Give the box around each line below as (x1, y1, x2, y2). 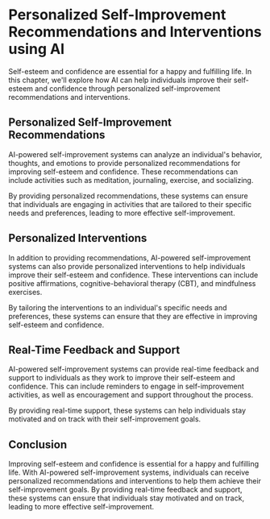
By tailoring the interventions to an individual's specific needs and (8, 302, 227, 312)
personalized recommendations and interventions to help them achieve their (8, 476, 262, 486)
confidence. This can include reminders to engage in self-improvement (8, 381, 244, 392)
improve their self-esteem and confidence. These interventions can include (8, 270, 259, 280)
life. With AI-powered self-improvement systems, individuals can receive (8, 467, 250, 477)
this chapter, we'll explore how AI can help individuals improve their (8, 75, 232, 85)
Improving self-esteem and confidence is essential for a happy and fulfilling (8, 459, 260, 469)
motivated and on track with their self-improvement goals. (8, 414, 201, 424)
